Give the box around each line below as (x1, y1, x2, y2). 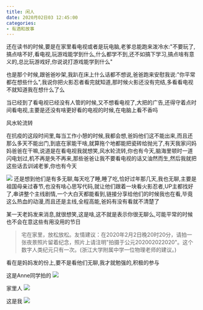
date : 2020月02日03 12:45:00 (6, 15, 78, 21)
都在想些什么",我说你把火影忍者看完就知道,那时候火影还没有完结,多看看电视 (6, 79, 194, 86)
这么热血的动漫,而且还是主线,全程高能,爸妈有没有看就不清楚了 (6, 198, 160, 205)
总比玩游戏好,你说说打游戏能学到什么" (18, 58, 113, 65)
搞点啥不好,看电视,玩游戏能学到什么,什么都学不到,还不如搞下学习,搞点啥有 (6, 51, 190, 58)
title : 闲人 (6, 8, 35, 15)
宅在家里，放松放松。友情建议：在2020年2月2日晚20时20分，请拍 (21, 231, 187, 239)
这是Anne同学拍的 (6, 272, 52, 279)
